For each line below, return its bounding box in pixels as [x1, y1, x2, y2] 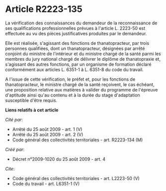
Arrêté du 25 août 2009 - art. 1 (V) [12, 126, 83, 132]
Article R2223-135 [5, 3, 83, 15]
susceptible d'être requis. [5, 97, 58, 103]
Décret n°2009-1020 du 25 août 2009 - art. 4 [12, 156, 106, 162]
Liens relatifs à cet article [5, 107, 59, 113]
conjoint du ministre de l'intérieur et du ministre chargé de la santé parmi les [5, 51, 162, 57]
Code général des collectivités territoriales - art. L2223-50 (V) [12, 175, 140, 181]
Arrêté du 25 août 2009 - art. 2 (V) [12, 131, 83, 137]
